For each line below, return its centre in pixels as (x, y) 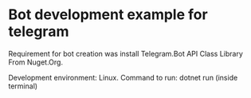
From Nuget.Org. (36, 62)
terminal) (23, 86)
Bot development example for (108, 15)
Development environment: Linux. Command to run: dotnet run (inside (123, 77)
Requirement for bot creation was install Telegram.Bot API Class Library (125, 53)
